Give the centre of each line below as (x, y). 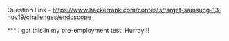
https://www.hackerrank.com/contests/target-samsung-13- (137, 10)
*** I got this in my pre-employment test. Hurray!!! (79, 30)
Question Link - (29, 10)
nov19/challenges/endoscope (49, 17)
